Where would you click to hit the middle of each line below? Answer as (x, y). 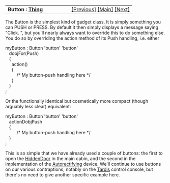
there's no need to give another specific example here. (63, 175)
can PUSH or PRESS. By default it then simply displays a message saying (82, 27)
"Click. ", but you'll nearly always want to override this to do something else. (85, 33)
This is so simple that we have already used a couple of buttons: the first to (84, 153)
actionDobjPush (25, 122)
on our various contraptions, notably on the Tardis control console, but (79, 169)
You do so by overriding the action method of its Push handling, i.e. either (82, 38)
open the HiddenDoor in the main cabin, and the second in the (70, 159)
